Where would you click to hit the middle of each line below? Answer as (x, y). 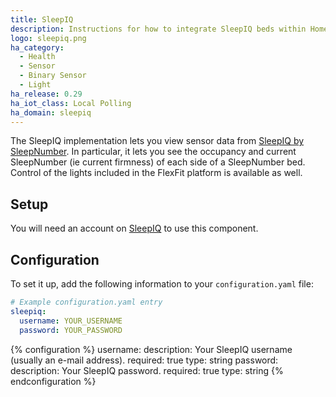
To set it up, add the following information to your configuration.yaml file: (162, 284)
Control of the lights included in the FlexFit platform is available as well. (156, 173)
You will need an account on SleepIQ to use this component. (134, 228)
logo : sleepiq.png (48, 38)
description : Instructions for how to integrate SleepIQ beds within (158, 29)
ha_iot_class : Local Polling (71, 103)
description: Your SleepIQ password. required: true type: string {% (147, 370)
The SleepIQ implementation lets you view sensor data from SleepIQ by (157, 141)
